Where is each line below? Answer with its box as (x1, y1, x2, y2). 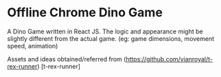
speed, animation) (7, 42, 58, 50)
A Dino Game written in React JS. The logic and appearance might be (7, 27, 204, 35)
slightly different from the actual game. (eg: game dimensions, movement (7, 34, 215, 42)
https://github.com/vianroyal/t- (126, 55, 213, 63)
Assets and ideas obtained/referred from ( (7, 55, 126, 63)
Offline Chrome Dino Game (7, 5, 163, 20)
